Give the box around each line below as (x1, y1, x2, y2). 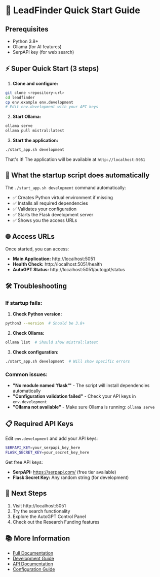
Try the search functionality (12, 508, 70, 514)
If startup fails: (5, 299, 43, 306)
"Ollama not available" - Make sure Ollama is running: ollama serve (12, 404, 155, 410)
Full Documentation (12, 550, 54, 556)
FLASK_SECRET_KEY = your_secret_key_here (5, 450, 90, 455)
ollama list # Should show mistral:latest (5, 340, 99, 345)
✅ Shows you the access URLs (12, 217, 77, 223)
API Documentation (12, 561, 53, 567)
